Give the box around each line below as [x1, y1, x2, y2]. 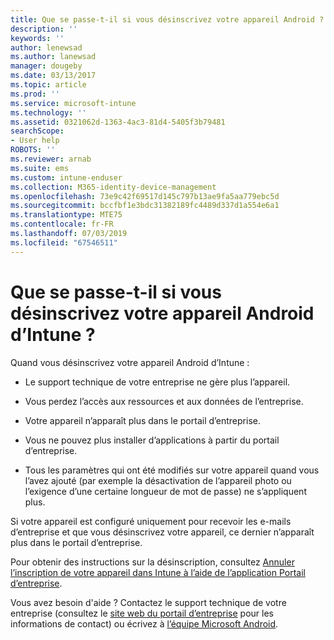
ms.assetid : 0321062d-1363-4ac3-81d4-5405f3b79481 [10, 117, 226, 127]
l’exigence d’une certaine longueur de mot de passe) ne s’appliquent [24, 485, 307, 497]
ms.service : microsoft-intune [10, 98, 137, 108]
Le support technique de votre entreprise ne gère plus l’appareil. [24, 376, 291, 388]
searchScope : [10, 126, 65, 136]
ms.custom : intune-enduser [10, 172, 123, 183]
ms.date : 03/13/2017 [10, 71, 97, 81]
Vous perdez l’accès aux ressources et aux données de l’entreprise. [24, 395, 304, 407]
